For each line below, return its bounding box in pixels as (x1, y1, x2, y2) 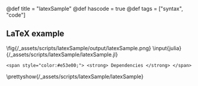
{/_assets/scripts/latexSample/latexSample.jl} (6, 51, 118, 58)
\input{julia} (152, 44, 182, 51)
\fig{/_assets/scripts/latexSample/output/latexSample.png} (6, 44, 151, 51)
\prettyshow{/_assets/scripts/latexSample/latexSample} (6, 73, 144, 80)
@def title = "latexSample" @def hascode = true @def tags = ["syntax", (6, 5, 183, 12)
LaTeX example (6, 29, 65, 39)
